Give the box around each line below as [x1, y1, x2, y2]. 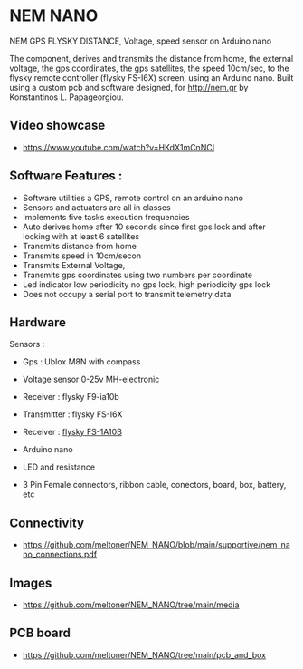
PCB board [9, 625, 71, 641]
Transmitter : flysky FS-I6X [22, 409, 123, 420]
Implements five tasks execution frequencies [22, 211, 190, 222]
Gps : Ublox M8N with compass [22, 356, 141, 367]
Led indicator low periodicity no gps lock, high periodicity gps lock [22, 278, 271, 290]
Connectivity [9, 515, 84, 530]
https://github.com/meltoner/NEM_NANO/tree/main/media [22, 599, 240, 610]
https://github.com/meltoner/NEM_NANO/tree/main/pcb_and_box [22, 649, 267, 660]
